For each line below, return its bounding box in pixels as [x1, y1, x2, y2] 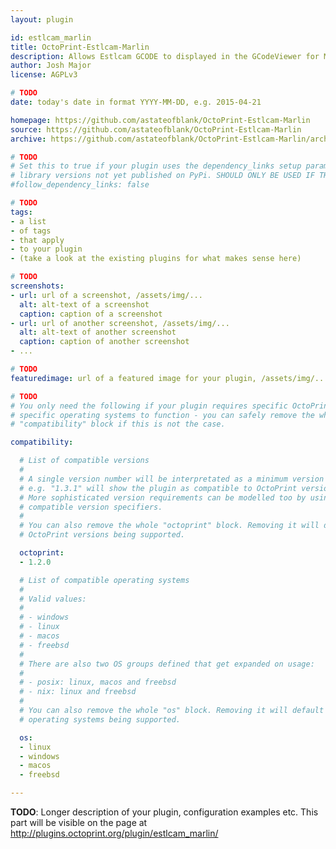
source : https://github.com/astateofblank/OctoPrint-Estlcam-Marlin [10, 124, 302, 135]
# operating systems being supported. [19, 714, 182, 725]
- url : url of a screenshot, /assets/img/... [10, 290, 203, 300]
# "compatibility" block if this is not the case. [10, 419, 226, 430]
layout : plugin [10, 14, 74, 25]
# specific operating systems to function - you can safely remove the [10, 410, 315, 420]
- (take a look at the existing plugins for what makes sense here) [10, 254, 302, 264]
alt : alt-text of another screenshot [19, 327, 177, 338]
